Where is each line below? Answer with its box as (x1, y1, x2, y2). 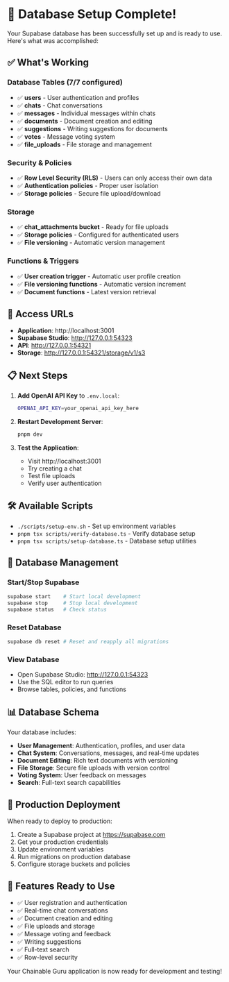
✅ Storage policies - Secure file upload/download (17, 189, 161, 197)
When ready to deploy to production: (7, 817, 112, 825)
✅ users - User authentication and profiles (17, 93, 139, 101)
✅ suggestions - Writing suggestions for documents (17, 124, 168, 133)
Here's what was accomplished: (7, 36, 99, 44)
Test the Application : (17, 443, 79, 452)
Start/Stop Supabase (7, 577, 80, 587)
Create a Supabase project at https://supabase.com (17, 831, 166, 839)
